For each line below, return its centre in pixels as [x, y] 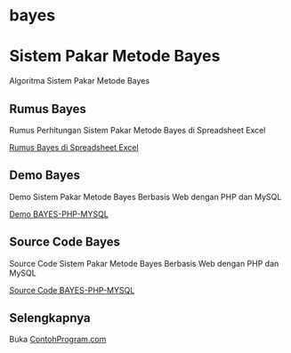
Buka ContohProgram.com [58, 340]
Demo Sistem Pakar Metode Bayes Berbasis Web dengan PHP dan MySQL [145, 197]
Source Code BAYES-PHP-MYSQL [72, 290]
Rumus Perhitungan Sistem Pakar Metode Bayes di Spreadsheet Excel [137, 130]
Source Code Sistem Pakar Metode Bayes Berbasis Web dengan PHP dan [144, 263]
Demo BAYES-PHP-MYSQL [59, 213]
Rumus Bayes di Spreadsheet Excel [74, 147]
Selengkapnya [50, 318]
